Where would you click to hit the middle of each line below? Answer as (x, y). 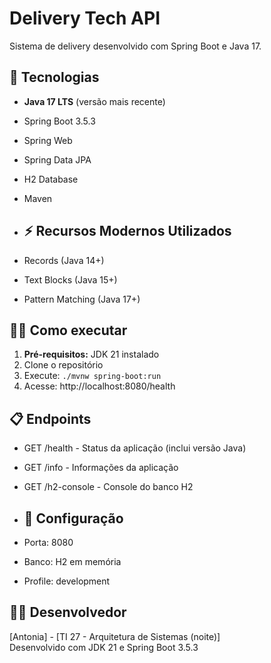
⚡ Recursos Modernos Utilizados (127, 231)
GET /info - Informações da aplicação (101, 468)
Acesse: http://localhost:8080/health (99, 386)
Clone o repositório (63, 365)
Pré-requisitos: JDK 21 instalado (91, 354)
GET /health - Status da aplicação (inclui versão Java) (135, 448)
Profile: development (67, 581)
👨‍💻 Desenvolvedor (68, 612)
